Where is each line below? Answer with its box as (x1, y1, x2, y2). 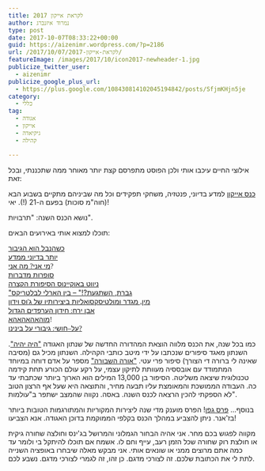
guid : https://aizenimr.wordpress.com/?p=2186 (8, 41, 165, 49)
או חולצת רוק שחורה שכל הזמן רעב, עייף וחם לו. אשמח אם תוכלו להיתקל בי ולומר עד (8, 436, 258, 447)
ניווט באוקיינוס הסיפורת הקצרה (8, 278, 99, 288)
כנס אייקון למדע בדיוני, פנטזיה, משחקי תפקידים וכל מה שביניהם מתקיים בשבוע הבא (8, 189, 256, 198)
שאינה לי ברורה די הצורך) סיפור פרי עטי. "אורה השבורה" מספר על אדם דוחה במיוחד (8, 356, 257, 365)
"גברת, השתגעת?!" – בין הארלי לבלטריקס (8, 288, 133, 297)
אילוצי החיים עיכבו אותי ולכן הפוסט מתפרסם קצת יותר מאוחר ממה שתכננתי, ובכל (8, 165, 249, 175)
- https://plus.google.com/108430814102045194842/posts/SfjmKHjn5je (15, 85, 246, 93)
